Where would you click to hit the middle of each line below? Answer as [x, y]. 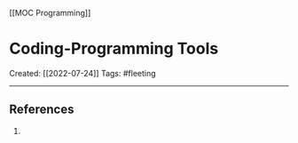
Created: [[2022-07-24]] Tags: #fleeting [83, 73]
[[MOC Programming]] [50, 13]
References [42, 110]
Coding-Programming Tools [114, 49]
